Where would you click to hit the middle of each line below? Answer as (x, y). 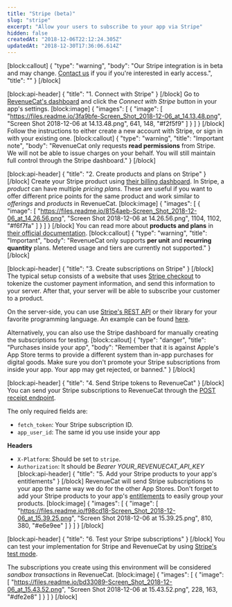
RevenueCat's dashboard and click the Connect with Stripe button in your (112, 101)
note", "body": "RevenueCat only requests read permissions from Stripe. (111, 146)
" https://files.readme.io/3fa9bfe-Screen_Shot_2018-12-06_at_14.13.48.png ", (115, 116)
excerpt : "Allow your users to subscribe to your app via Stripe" (105, 26)
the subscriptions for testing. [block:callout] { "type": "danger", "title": (107, 340)
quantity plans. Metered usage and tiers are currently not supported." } (109, 248)
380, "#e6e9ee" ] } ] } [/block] (60, 525)
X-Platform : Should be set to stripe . (69, 459)
